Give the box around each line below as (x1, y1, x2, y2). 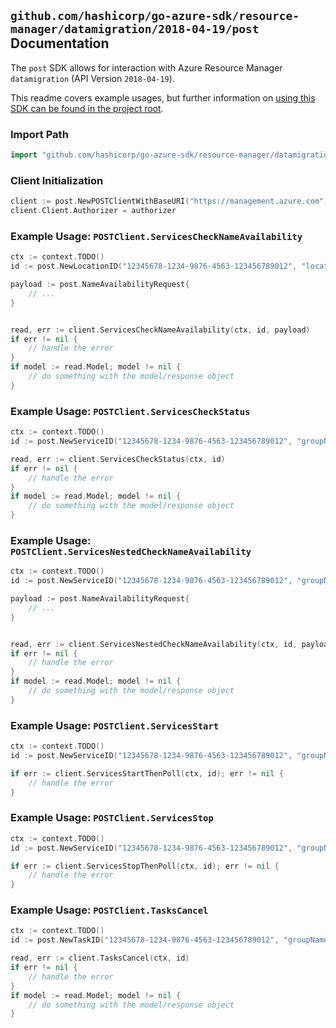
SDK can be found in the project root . (10, 102, 164, 114)
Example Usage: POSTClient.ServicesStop (10, 811, 214, 825)
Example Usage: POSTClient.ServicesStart (10, 718, 220, 732)
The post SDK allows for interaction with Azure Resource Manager (10, 61, 283, 74)
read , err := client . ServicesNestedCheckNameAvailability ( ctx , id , (10, 639, 298, 649)
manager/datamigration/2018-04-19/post (10, 22, 260, 37)
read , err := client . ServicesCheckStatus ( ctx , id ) (10, 454, 226, 464)
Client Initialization (10, 173, 104, 187)
